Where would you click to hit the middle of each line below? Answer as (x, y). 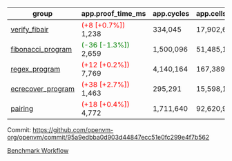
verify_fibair (30, 29)
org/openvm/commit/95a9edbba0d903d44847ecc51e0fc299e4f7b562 (108, 137)
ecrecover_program (42, 89)
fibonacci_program (41, 49)
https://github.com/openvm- (73, 130)
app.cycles (171, 13)
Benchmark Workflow (38, 150)
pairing (22, 108)
